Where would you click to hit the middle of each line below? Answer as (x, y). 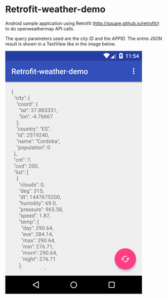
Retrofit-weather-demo (55, 9)
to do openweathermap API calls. (40, 28)
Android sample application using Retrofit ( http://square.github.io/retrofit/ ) (82, 23)
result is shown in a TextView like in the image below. (60, 44)
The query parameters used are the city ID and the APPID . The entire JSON (84, 38)
